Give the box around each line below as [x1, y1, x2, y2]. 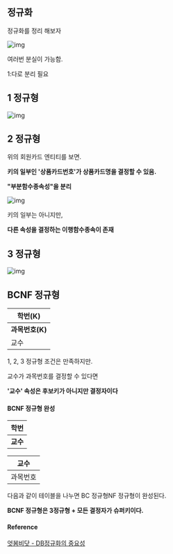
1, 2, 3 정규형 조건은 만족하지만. [7, 357, 93, 366]
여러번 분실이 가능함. [7, 54, 63, 63]
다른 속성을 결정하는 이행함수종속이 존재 [7, 225, 115, 234]
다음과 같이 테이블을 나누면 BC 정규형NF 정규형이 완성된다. [7, 491, 167, 500]
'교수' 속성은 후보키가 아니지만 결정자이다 [7, 387, 118, 396]
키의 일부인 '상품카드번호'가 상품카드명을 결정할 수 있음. [7, 167, 157, 176]
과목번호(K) [10, 325, 47, 335]
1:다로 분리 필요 [7, 69, 49, 78]
